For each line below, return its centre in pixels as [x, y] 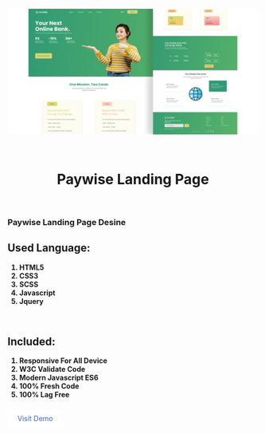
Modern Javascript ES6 [58, 378]
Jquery [31, 301]
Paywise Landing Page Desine [67, 222]
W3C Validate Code [52, 369]
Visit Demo [35, 419]
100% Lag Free [44, 395]
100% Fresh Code [49, 386]
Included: [32, 342]
